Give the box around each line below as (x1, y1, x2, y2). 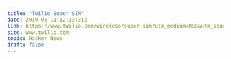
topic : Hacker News (7, 35, 63, 42)
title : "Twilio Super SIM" (7, 9, 85, 17)
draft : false (7, 41, 45, 48)
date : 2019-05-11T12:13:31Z (7, 16, 88, 23)
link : (7, 22, 23, 29)
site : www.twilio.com (7, 28, 69, 36)
